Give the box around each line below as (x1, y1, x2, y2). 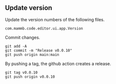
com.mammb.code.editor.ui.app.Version (5, 26, 83, 31)
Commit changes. (5, 34, 40, 40)
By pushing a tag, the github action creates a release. (5, 60, 111, 67)
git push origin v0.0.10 (5, 74, 55, 79)
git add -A (5, 43, 27, 49)
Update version (5, 4, 52, 12)
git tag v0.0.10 (5, 70, 38, 75)
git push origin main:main (5, 52, 59, 57)
